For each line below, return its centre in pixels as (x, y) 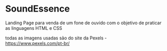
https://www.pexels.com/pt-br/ (37, 43)
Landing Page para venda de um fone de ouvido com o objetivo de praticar (83, 23)
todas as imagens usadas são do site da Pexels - (56, 38)
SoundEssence (37, 9)
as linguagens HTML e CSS (34, 28)
